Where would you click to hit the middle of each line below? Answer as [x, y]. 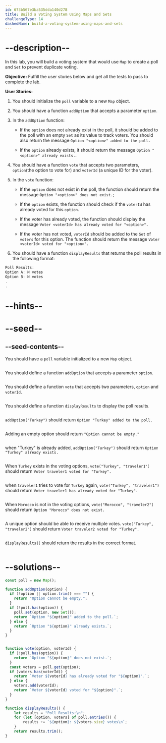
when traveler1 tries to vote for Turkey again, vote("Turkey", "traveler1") [82, 485]
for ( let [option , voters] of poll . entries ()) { [65, 717]
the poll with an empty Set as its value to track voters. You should [86, 135]
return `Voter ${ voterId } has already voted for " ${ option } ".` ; [82, 676]
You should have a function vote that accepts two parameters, [76, 165]
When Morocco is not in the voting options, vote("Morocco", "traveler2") [80, 504]
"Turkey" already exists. [32, 452]
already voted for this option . [49, 210]
